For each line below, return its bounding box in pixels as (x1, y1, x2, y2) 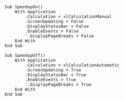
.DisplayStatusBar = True (25, 72, 87, 77)
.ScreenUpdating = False (25, 19, 84, 24)
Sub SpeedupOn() (4, 4, 43, 9)
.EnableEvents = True (25, 77, 77, 82)
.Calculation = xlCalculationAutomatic (25, 63, 120, 67)
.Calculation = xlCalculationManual (25, 14, 112, 19)
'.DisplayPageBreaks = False (25, 34, 94, 38)
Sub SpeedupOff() (4, 53, 46, 58)
